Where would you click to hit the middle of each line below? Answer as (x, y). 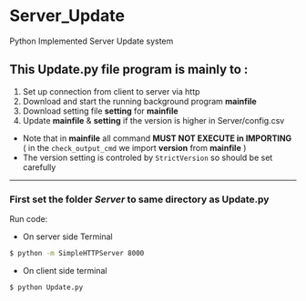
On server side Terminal (67, 236)
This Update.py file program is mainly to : (129, 70)
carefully (39, 167)
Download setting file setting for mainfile (101, 111)
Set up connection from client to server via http (111, 91)
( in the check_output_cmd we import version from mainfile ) (134, 147)
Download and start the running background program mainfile (139, 101)
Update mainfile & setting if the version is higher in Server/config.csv (153, 120)
